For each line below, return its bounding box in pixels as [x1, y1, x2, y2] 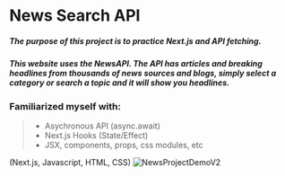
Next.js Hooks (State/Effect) [44, 129, 149, 140]
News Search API [9, 5, 141, 26]
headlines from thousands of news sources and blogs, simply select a [9, 68, 277, 79]
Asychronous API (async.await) [44, 120, 161, 131]
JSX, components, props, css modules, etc [44, 139, 203, 150]
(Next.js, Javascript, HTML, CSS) [9, 156, 132, 167]
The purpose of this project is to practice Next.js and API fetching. [9, 35, 262, 46]
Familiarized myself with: [9, 100, 121, 112]
